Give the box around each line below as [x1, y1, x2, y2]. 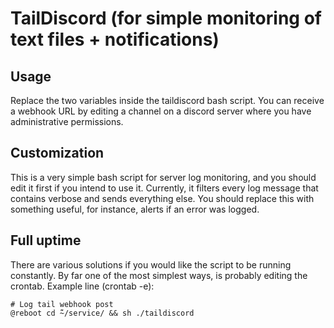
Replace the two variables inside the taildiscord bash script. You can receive [10, 95, 325, 106]
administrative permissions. [10, 116, 124, 127]
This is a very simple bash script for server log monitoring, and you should [10, 171, 317, 183]
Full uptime [10, 232, 82, 249]
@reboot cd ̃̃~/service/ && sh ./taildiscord [10, 308, 195, 318]
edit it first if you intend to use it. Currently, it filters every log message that [10, 182, 319, 194]
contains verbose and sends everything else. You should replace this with [10, 192, 315, 204]
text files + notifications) [10, 28, 220, 51]
